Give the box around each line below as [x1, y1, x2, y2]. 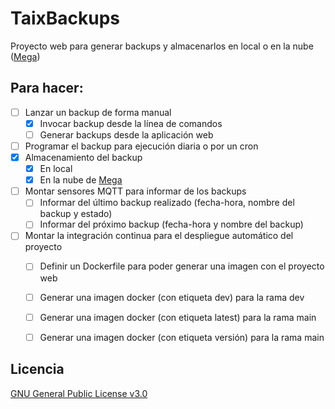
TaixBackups [10, 7, 120, 30]
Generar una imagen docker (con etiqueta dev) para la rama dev [39, 291, 305, 303]
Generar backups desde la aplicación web [39, 128, 214, 141]
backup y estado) [39, 208, 113, 220]
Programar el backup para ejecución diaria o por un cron [24, 140, 259, 152]
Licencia [10, 361, 65, 378]
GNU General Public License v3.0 [10, 387, 148, 399]
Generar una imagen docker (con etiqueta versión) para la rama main [39, 331, 325, 343]
